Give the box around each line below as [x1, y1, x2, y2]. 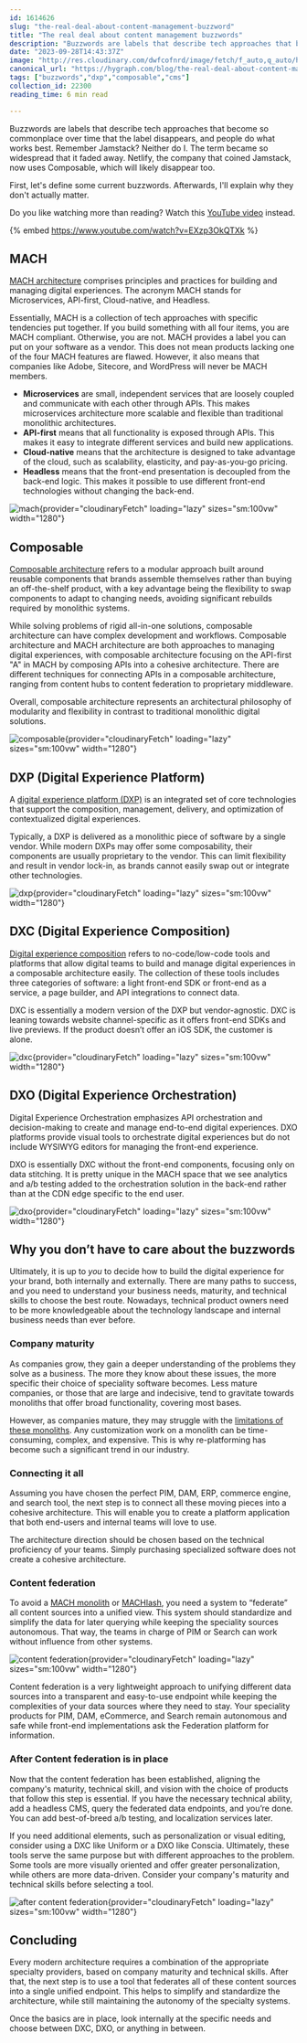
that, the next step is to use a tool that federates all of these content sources [9, 1976, 297, 1987]
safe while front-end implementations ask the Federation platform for [9, 1720, 270, 1731]
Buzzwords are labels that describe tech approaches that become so [9, 122, 270, 133]
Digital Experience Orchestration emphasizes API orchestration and [9, 1112, 263, 1123]
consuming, [9, 1434, 54, 1445]
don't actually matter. [9, 189, 90, 200]
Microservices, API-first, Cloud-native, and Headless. [9, 294, 211, 306]
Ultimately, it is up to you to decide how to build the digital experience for [9, 1266, 285, 1277]
